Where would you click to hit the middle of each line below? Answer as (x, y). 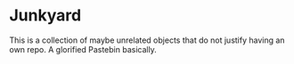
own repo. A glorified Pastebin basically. (83, 49)
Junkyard (45, 16)
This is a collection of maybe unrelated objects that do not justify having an (147, 40)
